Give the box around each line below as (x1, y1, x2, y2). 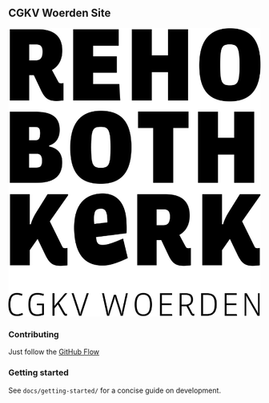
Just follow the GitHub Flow (8, 347, 100, 356)
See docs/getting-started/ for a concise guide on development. (8, 385, 222, 395)
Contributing (8, 329, 59, 340)
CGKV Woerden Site (8, 6, 111, 20)
